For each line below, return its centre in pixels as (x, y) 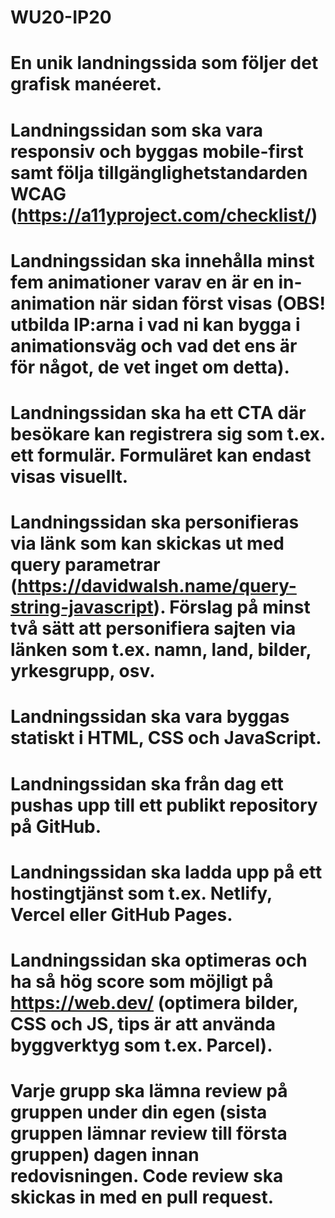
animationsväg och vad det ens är (154, 345)
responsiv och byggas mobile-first (157, 151)
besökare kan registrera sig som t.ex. (168, 433)
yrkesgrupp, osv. (83, 671)
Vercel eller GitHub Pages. (121, 914)
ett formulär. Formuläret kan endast (161, 455)
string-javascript (82, 607)
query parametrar (85, 565)
